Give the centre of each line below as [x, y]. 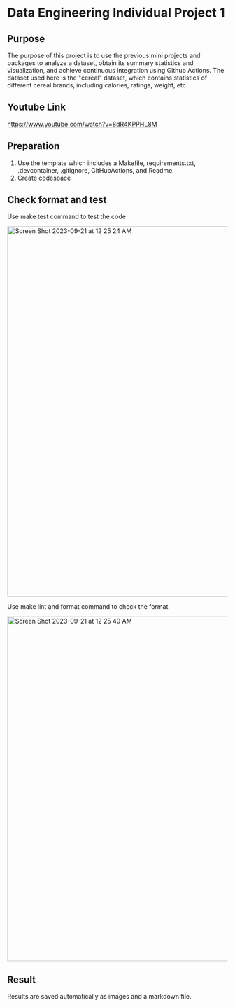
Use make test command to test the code [66, 217]
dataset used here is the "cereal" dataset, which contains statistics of [107, 78]
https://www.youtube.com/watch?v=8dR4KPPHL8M [82, 124]
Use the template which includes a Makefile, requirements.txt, [106, 163]
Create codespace [44, 178]
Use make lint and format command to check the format [88, 607]
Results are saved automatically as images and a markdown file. [99, 997]
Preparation [34, 146]
